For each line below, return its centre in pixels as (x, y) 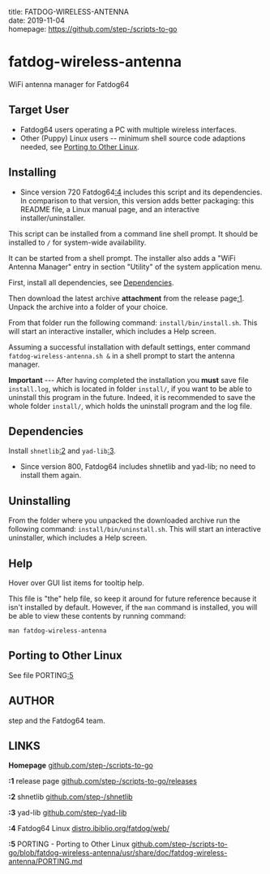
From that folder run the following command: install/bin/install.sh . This (133, 322)
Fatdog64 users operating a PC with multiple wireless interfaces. (128, 129)
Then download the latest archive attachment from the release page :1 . (126, 298)
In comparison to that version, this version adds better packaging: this (137, 200)
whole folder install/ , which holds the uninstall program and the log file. (131, 406)
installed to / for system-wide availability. (77, 242)
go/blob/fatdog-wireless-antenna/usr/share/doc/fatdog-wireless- (118, 853)
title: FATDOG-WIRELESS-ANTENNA (69, 12)
